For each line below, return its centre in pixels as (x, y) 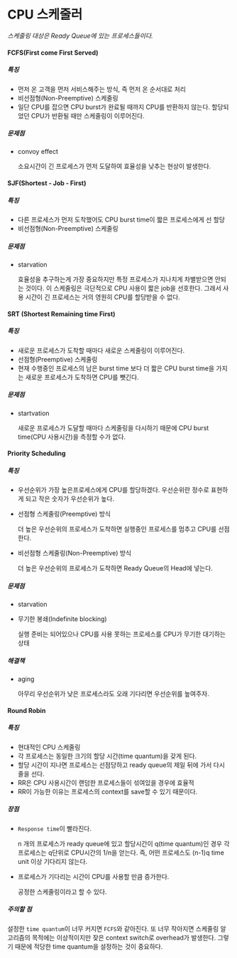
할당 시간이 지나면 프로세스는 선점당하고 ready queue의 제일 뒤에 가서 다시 (121, 765)
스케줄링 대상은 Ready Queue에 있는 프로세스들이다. (81, 36)
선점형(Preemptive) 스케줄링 (57, 359)
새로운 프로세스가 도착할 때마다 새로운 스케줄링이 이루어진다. (101, 350)
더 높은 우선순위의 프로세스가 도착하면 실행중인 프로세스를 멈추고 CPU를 (117, 529)
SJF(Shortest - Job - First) (47, 183)
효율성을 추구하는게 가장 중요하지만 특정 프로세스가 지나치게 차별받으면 (115, 279)
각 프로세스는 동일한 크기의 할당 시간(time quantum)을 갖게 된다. (107, 756)
